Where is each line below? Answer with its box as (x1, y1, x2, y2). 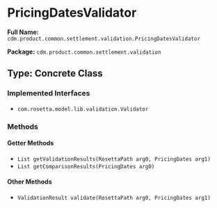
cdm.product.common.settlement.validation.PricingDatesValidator (7, 35, 200, 42)
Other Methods (7, 177, 52, 186)
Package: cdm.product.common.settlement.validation (7, 47, 161, 56)
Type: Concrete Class (7, 67, 103, 79)
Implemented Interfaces (7, 88, 90, 98)
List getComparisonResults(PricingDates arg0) (17, 163, 155, 170)
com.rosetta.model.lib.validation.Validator (17, 106, 149, 113)
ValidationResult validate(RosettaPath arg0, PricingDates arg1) (17, 194, 211, 201)
